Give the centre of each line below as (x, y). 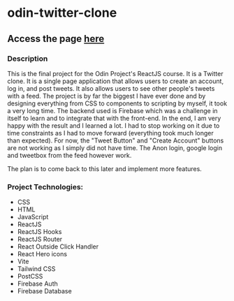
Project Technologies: (45, 186)
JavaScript (33, 217)
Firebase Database (44, 291)
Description (28, 59)
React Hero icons (42, 254)
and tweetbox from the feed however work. (70, 155)
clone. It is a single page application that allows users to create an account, (116, 81)
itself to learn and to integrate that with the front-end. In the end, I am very (114, 118)
